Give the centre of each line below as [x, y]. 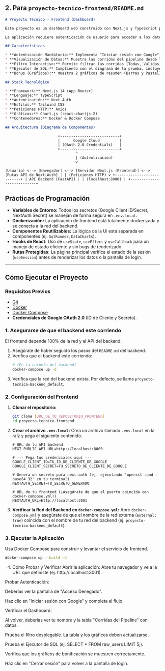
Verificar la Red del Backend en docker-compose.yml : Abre [71, 510]
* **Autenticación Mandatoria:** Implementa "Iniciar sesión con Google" [82, 55]
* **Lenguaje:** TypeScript [34, 95]
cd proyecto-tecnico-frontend [43, 421]
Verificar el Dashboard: [28, 611]
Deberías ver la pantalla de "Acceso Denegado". [54, 591]
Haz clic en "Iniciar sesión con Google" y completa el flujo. [64, 601]
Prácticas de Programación [47, 198]
